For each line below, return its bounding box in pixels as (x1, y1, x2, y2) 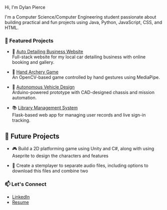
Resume (12, 199, 29, 205)
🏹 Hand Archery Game (12, 69, 59, 75)
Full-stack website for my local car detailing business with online (12, 54, 146, 60)
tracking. (12, 118, 31, 124)
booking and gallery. (12, 59, 55, 65)
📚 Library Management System (12, 105, 78, 111)
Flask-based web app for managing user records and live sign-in (12, 112, 146, 118)
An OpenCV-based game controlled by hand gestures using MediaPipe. (12, 74, 160, 80)
